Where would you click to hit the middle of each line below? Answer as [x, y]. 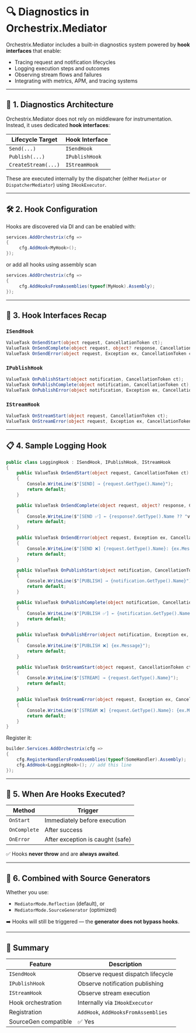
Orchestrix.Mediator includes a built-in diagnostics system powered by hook [98, 45]
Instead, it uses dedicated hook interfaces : [58, 125]
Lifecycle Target [34, 139]
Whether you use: [27, 892]
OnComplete [24, 830]
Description [125, 964]
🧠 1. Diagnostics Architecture [60, 105]
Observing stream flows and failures [58, 74]
